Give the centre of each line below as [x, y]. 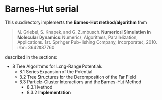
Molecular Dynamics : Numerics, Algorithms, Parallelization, [77, 37]
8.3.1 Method [40, 87]
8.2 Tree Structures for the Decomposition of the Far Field [78, 77]
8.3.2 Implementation [49, 92]
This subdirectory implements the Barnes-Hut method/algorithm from [76, 22]
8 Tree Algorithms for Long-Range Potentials [57, 66]
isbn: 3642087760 [36, 47]
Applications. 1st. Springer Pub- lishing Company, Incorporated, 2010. [87, 42]
